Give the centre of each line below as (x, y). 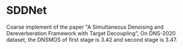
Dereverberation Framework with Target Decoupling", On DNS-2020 (91, 33)
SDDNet (27, 10)
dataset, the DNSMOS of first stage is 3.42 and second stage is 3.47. (92, 39)
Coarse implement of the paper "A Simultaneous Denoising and (85, 27)
